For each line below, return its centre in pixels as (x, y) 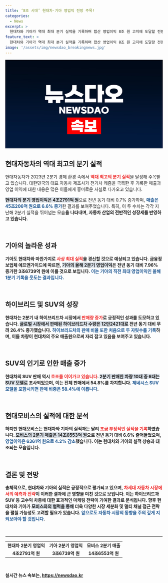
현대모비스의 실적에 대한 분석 (47, 416)
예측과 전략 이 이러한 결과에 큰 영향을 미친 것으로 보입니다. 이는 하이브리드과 (86, 494)
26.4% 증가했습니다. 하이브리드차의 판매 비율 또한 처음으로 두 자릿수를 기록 (83, 330)
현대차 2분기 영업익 (26, 545)
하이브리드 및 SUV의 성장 (42, 305)
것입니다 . (36, 519)
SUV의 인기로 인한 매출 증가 (45, 363)
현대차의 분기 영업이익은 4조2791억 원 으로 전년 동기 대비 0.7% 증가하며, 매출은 (82, 200)
